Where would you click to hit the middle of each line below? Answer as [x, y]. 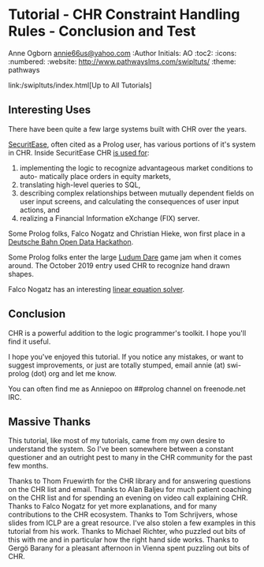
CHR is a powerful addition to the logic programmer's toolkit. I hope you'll [127, 333]
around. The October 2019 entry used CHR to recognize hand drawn [119, 265]
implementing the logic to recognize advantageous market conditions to [136, 168]
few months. [28, 466]
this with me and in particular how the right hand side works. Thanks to [123, 540]
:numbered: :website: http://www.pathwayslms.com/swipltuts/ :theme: [122, 62]
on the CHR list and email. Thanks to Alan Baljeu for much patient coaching [130, 490]
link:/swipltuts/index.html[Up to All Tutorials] [80, 85]
